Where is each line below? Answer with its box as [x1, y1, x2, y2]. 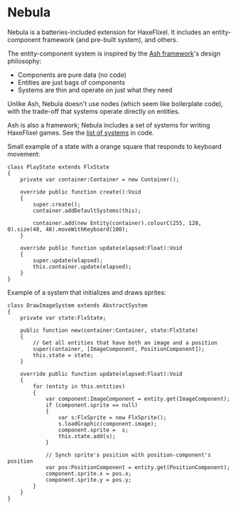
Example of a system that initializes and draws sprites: [7, 288, 166, 296]
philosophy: [7, 56, 42, 65]
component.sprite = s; [58, 426, 129, 434]
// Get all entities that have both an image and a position [33, 339, 218, 346]
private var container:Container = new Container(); [20, 176, 180, 183]
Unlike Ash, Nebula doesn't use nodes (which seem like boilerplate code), [7, 99, 224, 107]
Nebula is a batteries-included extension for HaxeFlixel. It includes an [7, 28, 211, 36]
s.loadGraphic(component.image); [58, 420, 158, 427]
